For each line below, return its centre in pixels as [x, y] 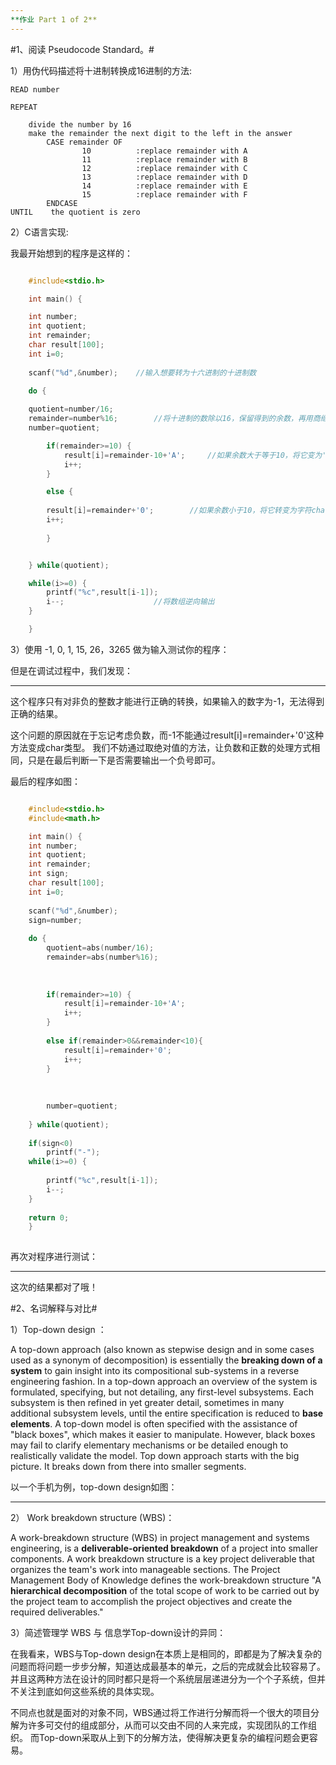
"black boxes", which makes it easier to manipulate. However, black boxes [163, 1435]
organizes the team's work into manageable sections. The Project [145, 1570]
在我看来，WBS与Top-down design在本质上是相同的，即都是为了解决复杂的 [166, 1654]
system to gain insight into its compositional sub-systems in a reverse [155, 1371]
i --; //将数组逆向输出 [130, 602]
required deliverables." [57, 1612]
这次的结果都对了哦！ [54, 1287]
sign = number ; [55, 920]
